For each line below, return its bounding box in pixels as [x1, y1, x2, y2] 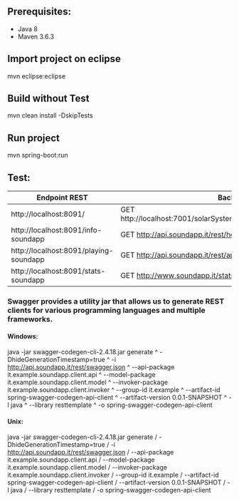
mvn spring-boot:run [7, 151, 68, 160]
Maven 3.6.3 [17, 32, 55, 41]
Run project [7, 132, 60, 144]
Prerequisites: [7, 6, 71, 18]
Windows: [7, 331, 38, 341]
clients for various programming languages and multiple [7, 305, 206, 315]
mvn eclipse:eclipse [7, 71, 66, 81]
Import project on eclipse [7, 53, 121, 65]
